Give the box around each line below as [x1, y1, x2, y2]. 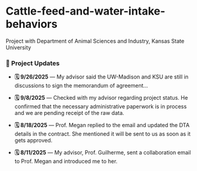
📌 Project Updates [5, 59, 60, 68]
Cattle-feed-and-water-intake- [5, 4, 165, 18]
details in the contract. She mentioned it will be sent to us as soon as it [14, 130, 191, 138]
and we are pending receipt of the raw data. [14, 110, 125, 117]
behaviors [5, 17, 58, 31]
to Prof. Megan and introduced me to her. [14, 158, 118, 165]
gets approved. [14, 137, 53, 144]
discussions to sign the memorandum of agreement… [14, 82, 149, 89]
